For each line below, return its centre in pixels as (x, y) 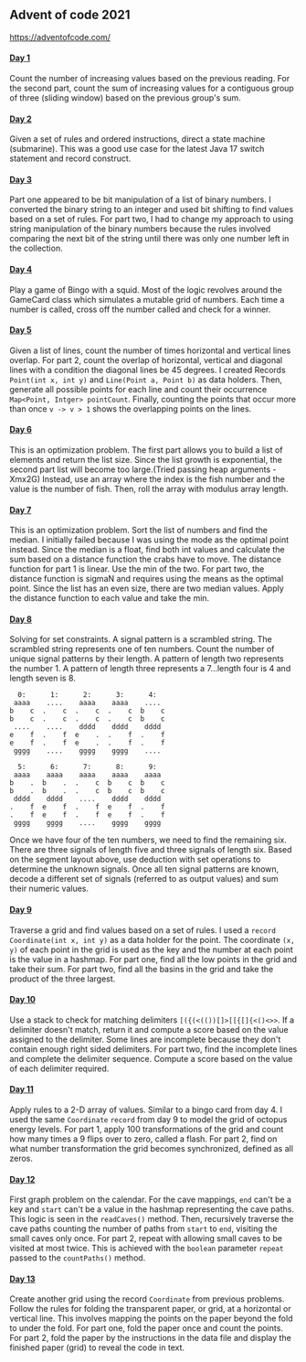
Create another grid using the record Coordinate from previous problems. (147, 1299)
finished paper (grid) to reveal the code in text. (97, 1347)
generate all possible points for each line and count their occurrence (138, 389)
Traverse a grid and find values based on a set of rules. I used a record (143, 930)
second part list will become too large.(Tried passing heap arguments (140, 469)
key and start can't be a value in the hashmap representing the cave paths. (152, 1209)
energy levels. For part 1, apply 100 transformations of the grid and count (147, 1130)
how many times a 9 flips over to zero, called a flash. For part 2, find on (143, 1139)
